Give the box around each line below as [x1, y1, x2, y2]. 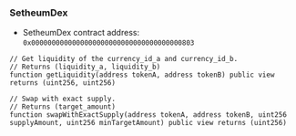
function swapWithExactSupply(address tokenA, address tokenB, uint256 [9, 110, 287, 120]
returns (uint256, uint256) [9, 78, 117, 88]
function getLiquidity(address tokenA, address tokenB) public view [9, 70, 275, 79]
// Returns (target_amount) [9, 102, 117, 111]
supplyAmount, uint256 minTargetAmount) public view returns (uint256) [9, 119, 287, 128]
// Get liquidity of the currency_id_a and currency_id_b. [9, 55, 239, 64]
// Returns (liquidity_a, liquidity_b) [9, 62, 161, 72]
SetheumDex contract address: [22, 27, 139, 38]
